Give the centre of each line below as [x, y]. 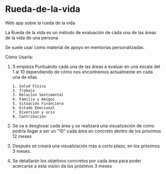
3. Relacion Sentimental [38, 95]
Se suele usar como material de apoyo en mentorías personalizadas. [75, 47]
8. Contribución [29, 116]
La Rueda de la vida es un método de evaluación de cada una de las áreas [81, 32]
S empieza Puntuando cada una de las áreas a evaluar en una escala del [86, 66]
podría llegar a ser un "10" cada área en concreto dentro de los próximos [86, 131]
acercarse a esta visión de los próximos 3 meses [62, 166]
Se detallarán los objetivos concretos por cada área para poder [77, 161]
